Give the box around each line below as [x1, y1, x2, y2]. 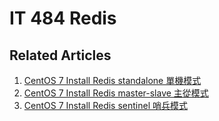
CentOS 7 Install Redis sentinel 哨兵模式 [23, 100, 188, 111]
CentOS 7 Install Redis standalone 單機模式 [23, 75, 202, 86]
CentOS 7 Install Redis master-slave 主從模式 [23, 87, 209, 99]
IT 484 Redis [9, 7, 117, 30]
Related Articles [9, 47, 112, 64]
